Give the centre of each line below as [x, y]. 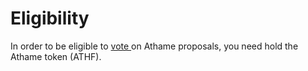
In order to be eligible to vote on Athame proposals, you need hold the [154, 46]
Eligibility [50, 18]
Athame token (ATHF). [56, 56]
